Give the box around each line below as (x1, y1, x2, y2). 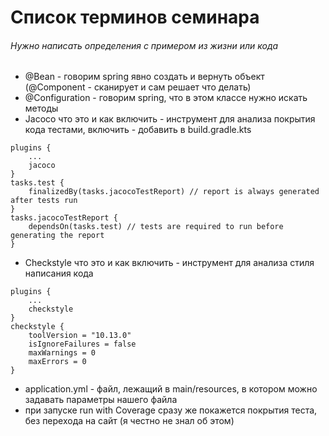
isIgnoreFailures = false (28, 339, 137, 350)
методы (24, 102, 59, 115)
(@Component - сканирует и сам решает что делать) (24, 81, 252, 93)
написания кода (24, 267, 94, 280)
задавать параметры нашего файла (24, 394, 178, 406)
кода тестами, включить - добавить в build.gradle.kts (24, 124, 252, 136)
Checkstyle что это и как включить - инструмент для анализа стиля (24, 257, 315, 269)
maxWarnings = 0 (28, 348, 97, 358)
